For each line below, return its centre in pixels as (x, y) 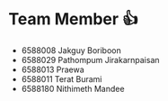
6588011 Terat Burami (62, 78)
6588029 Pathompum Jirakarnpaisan (90, 60)
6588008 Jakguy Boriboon (71, 50)
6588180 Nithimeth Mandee (73, 88)
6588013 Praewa (53, 69)
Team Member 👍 (73, 19)
